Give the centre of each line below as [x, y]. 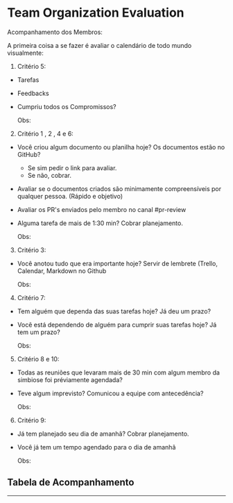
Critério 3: [32, 250]
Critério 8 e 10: [38, 358]
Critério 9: [32, 420]
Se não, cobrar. [49, 175]
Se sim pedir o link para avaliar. [72, 167]
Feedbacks [33, 93]
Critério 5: [32, 66]
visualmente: [25, 53]
